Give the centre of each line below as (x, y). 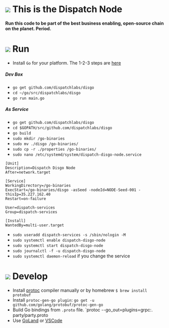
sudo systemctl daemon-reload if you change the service (71, 256)
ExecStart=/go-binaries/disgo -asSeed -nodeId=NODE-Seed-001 (71, 190)
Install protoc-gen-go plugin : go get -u (53, 300)
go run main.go (29, 98)
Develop (30, 276)
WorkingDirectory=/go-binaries (38, 185)
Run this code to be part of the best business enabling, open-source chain (84, 23)
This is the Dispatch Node (67, 9)
